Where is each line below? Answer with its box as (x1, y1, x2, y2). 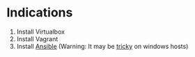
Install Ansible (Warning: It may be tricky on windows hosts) (16, 42, 189, 50)
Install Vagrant (16, 34, 58, 43)
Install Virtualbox (16, 27, 65, 36)
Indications (6, 5, 73, 21)
